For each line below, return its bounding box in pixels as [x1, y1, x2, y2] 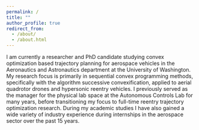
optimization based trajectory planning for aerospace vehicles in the [6, 60, 176, 67]
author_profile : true [6, 20, 61, 26]
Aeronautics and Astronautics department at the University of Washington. [6, 66, 191, 73]
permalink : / [6, 8, 39, 15]
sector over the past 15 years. [6, 117, 80, 124]
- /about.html [11, 37, 47, 43]
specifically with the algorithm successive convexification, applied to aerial [6, 79, 192, 86]
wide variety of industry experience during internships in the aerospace [6, 111, 184, 118]
